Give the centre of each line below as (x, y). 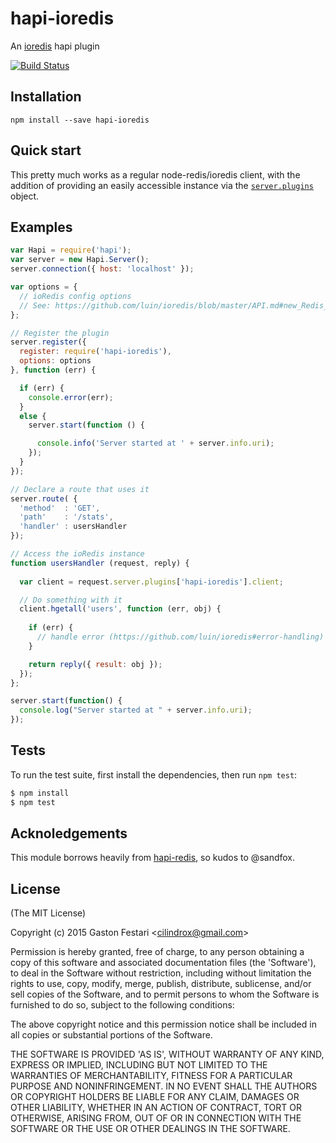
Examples (41, 227)
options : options (55, 361)
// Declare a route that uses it (80, 489)
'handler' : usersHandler (73, 527)
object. (25, 196)
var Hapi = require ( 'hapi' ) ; (71, 250)
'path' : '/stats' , (66, 517)
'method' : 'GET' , (60, 508)
